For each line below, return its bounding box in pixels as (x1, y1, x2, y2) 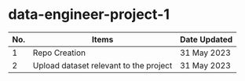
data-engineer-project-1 (8, 6, 170, 24)
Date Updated (179, 34, 233, 45)
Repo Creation (32, 47, 86, 58)
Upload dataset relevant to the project (32, 60, 173, 71)
